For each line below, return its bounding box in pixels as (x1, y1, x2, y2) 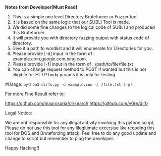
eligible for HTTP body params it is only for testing (12, 72, 115, 77)
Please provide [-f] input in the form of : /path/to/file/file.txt (12, 61, 133, 67)
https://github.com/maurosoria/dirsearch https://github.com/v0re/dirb (5, 101, 148, 106)
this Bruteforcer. (12, 30, 46, 35)
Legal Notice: (5, 110, 32, 116)
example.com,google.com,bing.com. (12, 56, 88, 61)
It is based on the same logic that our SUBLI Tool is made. (12, 19, 130, 25)
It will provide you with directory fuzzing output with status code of (12, 35, 150, 41)
